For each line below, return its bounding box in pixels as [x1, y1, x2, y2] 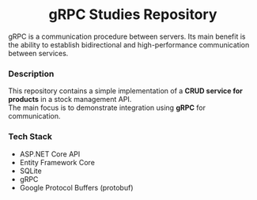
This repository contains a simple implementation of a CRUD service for [8, 86, 244, 96]
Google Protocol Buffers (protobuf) [19, 183, 134, 192]
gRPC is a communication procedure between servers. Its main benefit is [8, 32, 246, 41]
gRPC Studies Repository [48, 6, 217, 24]
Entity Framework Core [19, 157, 95, 167]
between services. [8, 48, 69, 58]
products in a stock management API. [8, 95, 132, 104]
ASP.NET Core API [19, 149, 81, 159]
